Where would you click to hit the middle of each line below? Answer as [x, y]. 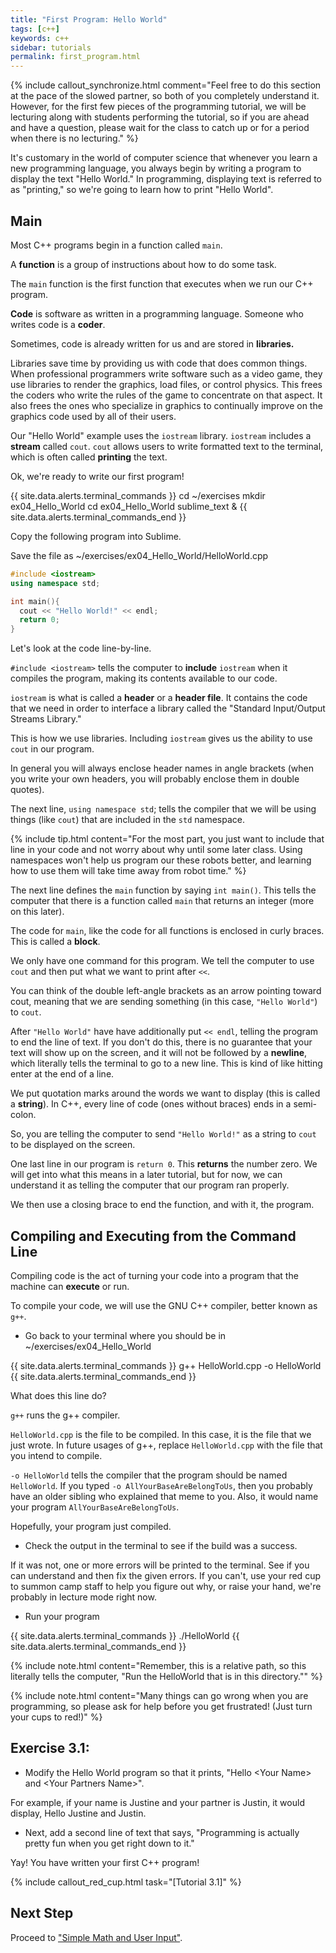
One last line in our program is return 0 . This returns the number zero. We [164, 1164]
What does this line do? [58, 1395]
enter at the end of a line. [62, 1074]
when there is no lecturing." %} [74, 138]
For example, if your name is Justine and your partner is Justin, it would [157, 1802]
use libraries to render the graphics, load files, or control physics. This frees [166, 384]
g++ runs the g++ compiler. [65, 1415]
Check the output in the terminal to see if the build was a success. [161, 1545]
